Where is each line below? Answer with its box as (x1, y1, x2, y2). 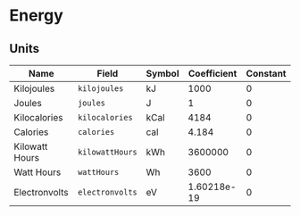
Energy (9, 5, 64, 26)
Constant (246, 68, 287, 79)
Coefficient (187, 68, 237, 79)
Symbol (146, 68, 179, 79)
